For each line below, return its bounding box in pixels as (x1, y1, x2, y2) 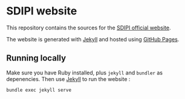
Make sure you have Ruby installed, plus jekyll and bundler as (6, 69, 163, 76)
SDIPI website (6, 4, 77, 18)
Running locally (6, 53, 67, 64)
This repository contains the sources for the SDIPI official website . (6, 24, 171, 31)
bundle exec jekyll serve (6, 87, 71, 93)
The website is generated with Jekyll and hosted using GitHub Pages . (6, 35, 180, 43)
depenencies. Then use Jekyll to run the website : (6, 75, 131, 82)
